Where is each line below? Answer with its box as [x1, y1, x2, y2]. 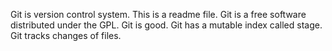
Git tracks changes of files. [10, 30, 122, 41]
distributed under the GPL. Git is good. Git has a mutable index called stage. [10, 19, 323, 31]
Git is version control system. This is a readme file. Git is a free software [10, 9, 307, 20]
